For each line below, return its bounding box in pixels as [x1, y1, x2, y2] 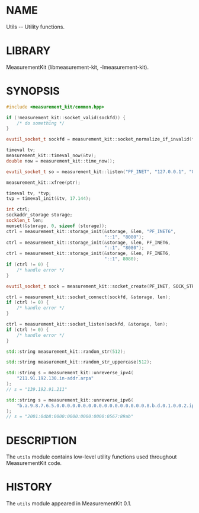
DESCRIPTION [6, 434, 77, 447]
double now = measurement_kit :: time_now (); [6, 158, 115, 164]
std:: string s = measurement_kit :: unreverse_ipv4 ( [6, 370, 134, 376]
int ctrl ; [6, 206, 31, 212]
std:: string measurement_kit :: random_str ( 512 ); [6, 348, 126, 355]
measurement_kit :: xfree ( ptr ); [6, 179, 81, 186]
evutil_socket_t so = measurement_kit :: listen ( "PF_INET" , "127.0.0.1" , [6, 168, 187, 175]
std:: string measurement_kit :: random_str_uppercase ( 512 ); [6, 359, 152, 365]
